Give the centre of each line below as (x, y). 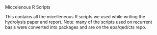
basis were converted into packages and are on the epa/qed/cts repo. (76, 27)
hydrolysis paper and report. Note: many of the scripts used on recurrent (78, 22)
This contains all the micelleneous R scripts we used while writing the (75, 17)
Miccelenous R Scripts (28, 7)
